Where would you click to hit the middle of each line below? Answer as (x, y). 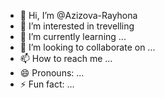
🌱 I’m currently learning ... (73, 36)
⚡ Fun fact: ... (47, 84)
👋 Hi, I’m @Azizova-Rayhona (78, 15)
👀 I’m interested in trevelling (77, 26)
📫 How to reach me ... (66, 58)
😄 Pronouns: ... (52, 73)
